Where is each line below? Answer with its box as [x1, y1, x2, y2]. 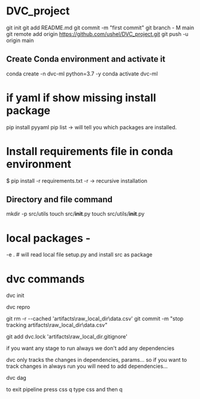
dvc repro [6, 304, 31, 311]
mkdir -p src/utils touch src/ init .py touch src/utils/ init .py [6, 210, 145, 217]
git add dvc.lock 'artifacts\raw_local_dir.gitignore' [6, 333, 128, 340]
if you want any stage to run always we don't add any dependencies [6, 344, 175, 352]
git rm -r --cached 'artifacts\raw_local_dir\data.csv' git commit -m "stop [6, 315, 184, 322]
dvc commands [6, 272, 85, 286]
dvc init [6, 292, 25, 299]
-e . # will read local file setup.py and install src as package [6, 251, 153, 258]
